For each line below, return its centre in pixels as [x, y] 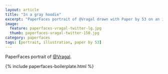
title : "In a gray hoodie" [33, 14]
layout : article [22, 10]
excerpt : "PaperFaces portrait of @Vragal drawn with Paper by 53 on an [82, 19]
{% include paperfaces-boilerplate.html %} [49, 66]
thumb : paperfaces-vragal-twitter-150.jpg [54, 33]
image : [12, 24]
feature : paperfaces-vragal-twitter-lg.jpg [55, 28]
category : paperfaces [28, 38]
